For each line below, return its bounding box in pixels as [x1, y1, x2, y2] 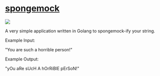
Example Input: [5, 37, 35, 43]
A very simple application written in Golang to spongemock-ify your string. [5, 28, 156, 34]
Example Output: [5, 56, 39, 62]
